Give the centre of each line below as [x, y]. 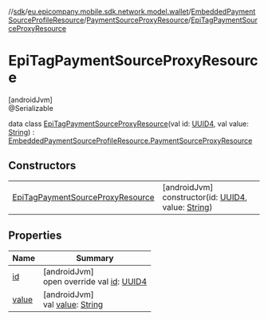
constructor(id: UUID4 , [205, 197]
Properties [35, 236]
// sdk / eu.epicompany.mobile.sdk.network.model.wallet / [100, 12]
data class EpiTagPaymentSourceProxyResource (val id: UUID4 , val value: [128, 124]
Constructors [42, 166]
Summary [95, 258]
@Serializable [31, 108]
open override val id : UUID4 [95, 281]
